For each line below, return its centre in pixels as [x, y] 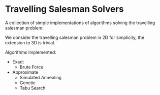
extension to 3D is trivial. [30, 42]
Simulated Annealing [40, 77]
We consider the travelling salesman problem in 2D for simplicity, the [75, 37]
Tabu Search [32, 88]
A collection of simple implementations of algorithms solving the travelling [80, 23]
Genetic [28, 83]
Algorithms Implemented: [31, 52]
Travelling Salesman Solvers [64, 9]
